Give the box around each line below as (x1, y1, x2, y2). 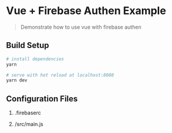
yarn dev (6, 77, 28, 83)
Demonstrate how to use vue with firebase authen (20, 23, 142, 30)
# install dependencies (6, 56, 65, 62)
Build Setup (6, 40, 49, 50)
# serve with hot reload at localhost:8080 (6, 72, 114, 78)
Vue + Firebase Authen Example (6, 4, 166, 18)
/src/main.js (14, 121, 43, 128)
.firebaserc (14, 110, 41, 117)
